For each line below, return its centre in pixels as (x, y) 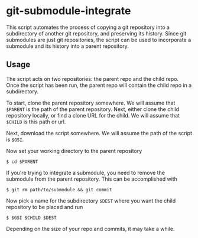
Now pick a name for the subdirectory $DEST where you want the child (91, 200)
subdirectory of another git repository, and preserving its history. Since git (96, 33)
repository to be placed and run (45, 207)
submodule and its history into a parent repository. (67, 46)
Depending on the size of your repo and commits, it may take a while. (90, 229)
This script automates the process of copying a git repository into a (88, 27)
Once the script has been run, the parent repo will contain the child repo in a (99, 85)
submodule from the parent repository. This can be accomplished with (92, 179)
